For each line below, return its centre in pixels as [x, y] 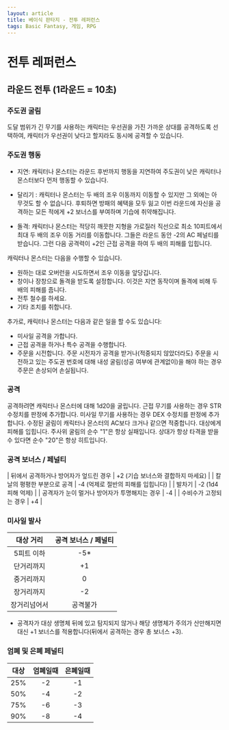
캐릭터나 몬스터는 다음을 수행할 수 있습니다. [65, 258]
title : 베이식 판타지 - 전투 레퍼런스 [54, 20]
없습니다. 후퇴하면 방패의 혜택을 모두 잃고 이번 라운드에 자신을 [132, 203]
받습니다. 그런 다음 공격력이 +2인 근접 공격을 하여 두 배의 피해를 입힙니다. [114, 243]
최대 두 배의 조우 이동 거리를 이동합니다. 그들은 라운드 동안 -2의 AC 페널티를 [118, 234]
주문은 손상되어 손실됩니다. [53, 370]
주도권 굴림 [24, 110]
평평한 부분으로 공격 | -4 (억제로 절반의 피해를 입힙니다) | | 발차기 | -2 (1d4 [119, 485]
